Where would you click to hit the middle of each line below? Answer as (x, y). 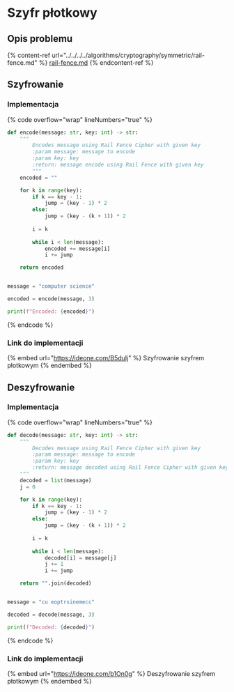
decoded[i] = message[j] (80, 558)
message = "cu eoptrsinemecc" (51, 602)
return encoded (42, 268)
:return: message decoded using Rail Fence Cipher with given (124, 468)
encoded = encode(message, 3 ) (51, 299)
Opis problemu (40, 39)
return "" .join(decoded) (56, 583)
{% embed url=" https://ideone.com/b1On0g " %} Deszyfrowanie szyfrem (111, 673)
